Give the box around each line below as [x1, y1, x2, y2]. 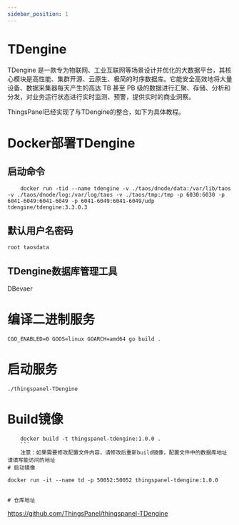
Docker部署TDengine [7, 135, 136, 151]
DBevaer [7, 284, 34, 293]
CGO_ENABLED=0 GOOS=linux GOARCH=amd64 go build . [7, 336, 161, 343]
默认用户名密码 [7, 224, 73, 236]
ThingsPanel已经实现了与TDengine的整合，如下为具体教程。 [7, 108, 185, 116]
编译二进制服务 [7, 311, 96, 328]
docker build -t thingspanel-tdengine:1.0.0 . [20, 435, 161, 442]
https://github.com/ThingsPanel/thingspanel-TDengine [7, 509, 168, 517]
